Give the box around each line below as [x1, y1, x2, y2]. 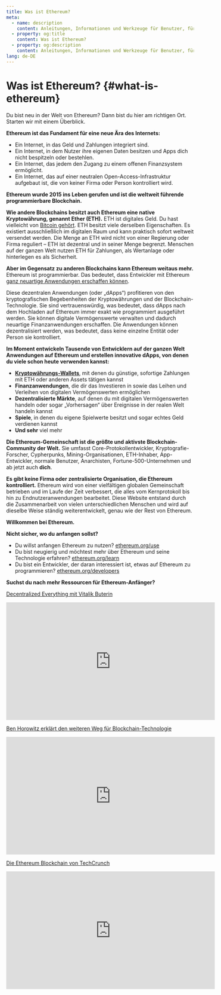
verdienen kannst [14, 420, 58, 428]
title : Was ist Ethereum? [6, 8, 70, 15]
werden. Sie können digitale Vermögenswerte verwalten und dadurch [6, 315, 177, 322]
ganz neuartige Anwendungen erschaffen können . [6, 277, 130, 285]
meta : [6, 14, 20, 20]
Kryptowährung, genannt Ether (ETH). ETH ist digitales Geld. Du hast [6, 215, 179, 222]
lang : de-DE [6, 53, 36, 59]
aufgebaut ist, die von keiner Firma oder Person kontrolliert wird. [14, 179, 173, 186]
